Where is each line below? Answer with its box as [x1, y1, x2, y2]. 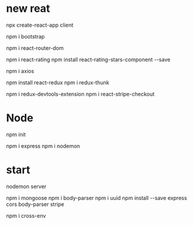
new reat [6, 2, 50, 15]
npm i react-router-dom [6, 44, 64, 52]
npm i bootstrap [6, 33, 45, 40]
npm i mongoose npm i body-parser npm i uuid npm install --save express [6, 194, 188, 201]
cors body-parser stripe [6, 201, 65, 208]
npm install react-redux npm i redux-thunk [6, 79, 110, 86]
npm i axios [6, 67, 34, 74]
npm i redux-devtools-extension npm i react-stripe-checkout [6, 90, 155, 97]
